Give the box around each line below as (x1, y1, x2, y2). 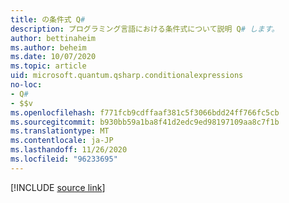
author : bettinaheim (10, 33, 97, 43)
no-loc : (10, 80, 43, 90)
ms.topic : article (10, 61, 87, 71)
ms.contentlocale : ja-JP (10, 136, 114, 146)
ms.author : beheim (10, 42, 87, 53)
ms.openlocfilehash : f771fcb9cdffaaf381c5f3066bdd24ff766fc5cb (10, 107, 280, 118)
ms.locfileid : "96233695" (10, 154, 118, 164)
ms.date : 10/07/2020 (10, 52, 97, 62)
